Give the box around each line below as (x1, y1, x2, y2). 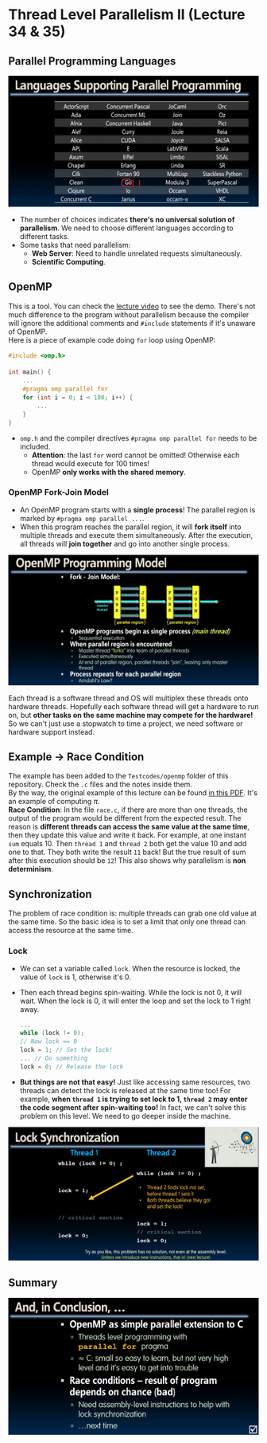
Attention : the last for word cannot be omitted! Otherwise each (31, 450, 240, 460)
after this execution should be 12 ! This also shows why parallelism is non (8, 856, 246, 865)
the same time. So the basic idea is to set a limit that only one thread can (8, 917, 246, 927)
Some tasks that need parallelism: (19, 240, 131, 249)
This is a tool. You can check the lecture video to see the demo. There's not (8, 301, 256, 311)
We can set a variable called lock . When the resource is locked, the (19, 963, 241, 973)
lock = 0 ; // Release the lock (19, 1062, 124, 1071)
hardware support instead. (8, 727, 95, 736)
